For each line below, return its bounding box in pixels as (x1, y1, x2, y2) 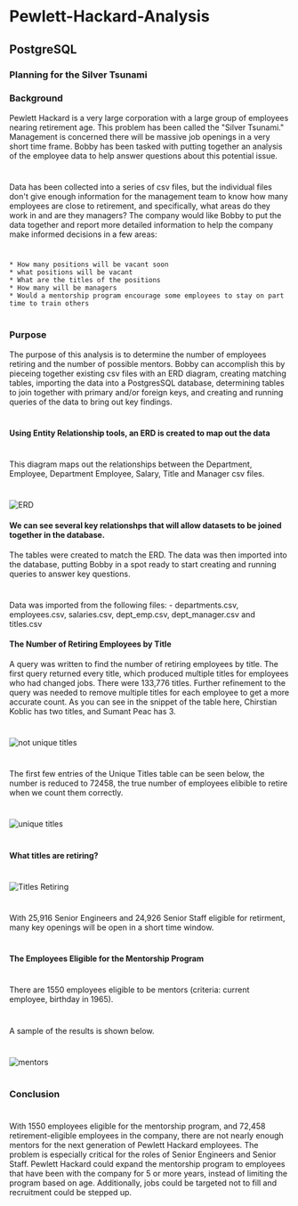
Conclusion (9, 1088, 60, 1100)
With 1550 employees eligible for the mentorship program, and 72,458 (9, 1120, 266, 1132)
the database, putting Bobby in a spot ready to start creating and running (9, 558, 277, 569)
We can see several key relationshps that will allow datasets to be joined (9, 519, 282, 531)
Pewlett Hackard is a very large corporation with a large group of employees (9, 112, 289, 123)
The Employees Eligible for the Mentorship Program (9, 953, 205, 964)
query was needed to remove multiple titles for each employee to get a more (9, 687, 290, 697)
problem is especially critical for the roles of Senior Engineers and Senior (9, 1149, 277, 1160)
